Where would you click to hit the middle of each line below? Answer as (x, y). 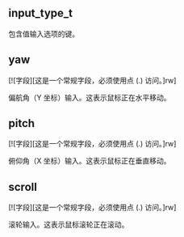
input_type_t (40, 13)
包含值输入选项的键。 (44, 34)
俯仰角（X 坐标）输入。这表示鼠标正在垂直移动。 (90, 161)
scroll (23, 186)
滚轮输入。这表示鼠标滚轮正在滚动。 (69, 225)
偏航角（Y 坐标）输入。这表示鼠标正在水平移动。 (90, 97)
